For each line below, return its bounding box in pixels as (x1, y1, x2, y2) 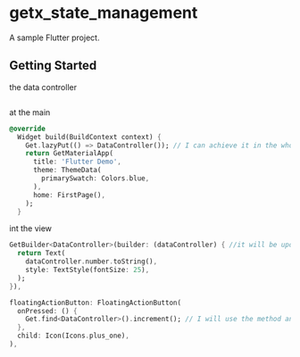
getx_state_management (9, 3, 198, 23)
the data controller (9, 81, 78, 92)
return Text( (17, 249, 66, 258)
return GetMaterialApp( (25, 149, 114, 158)
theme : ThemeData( (32, 166, 102, 175)
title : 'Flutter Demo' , (32, 157, 122, 167)
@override (9, 124, 46, 133)
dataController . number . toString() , (25, 257, 158, 266)
